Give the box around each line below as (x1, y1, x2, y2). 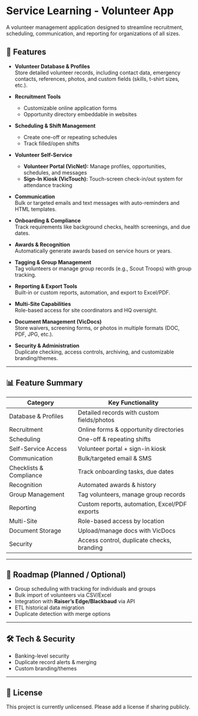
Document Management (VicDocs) (14, 318, 102, 325)
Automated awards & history (77, 480, 157, 489)
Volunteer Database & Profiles (14, 63, 90, 70)
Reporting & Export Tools (14, 282, 78, 290)
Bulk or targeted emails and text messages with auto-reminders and (14, 199, 180, 206)
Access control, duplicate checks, (77, 536, 172, 544)
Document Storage (9, 527, 62, 535)
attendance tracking (23, 181, 72, 188)
